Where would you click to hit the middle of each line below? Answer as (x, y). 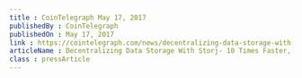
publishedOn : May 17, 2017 (62, 34)
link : (22, 43)
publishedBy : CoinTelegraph (64, 26)
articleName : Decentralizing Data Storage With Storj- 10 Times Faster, (151, 51)
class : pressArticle (50, 59)
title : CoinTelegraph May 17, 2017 (78, 17)
